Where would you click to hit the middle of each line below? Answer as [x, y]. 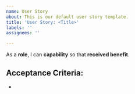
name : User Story [27, 11]
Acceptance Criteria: [45, 73]
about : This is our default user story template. [67, 17]
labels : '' [19, 28]
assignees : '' [23, 33]
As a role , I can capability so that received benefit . [68, 55]
